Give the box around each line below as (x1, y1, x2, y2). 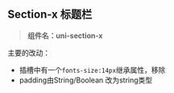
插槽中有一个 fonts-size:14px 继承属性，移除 (19, 65, 166, 74)
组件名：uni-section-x (27, 31, 103, 40)
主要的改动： (7, 48, 50, 57)
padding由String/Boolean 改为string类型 (19, 75, 153, 85)
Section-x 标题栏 (7, 7, 93, 22)
